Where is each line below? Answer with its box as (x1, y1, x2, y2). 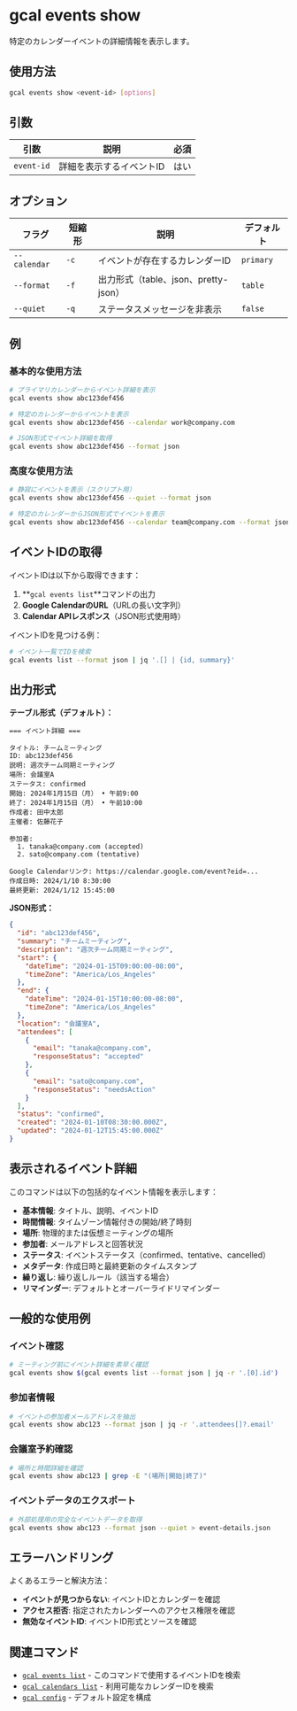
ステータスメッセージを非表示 (97, 303, 223, 315)
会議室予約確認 (9, 1443, 73, 1455)
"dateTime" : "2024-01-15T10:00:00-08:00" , (25, 995, 184, 1003)
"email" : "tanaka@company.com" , (32, 1044, 152, 1053)
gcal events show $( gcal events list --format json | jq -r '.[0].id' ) (9, 1369, 278, 1378)
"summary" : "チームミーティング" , (17, 937, 132, 946)
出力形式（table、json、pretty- (97, 274, 229, 286)
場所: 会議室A (9, 770, 55, 779)
